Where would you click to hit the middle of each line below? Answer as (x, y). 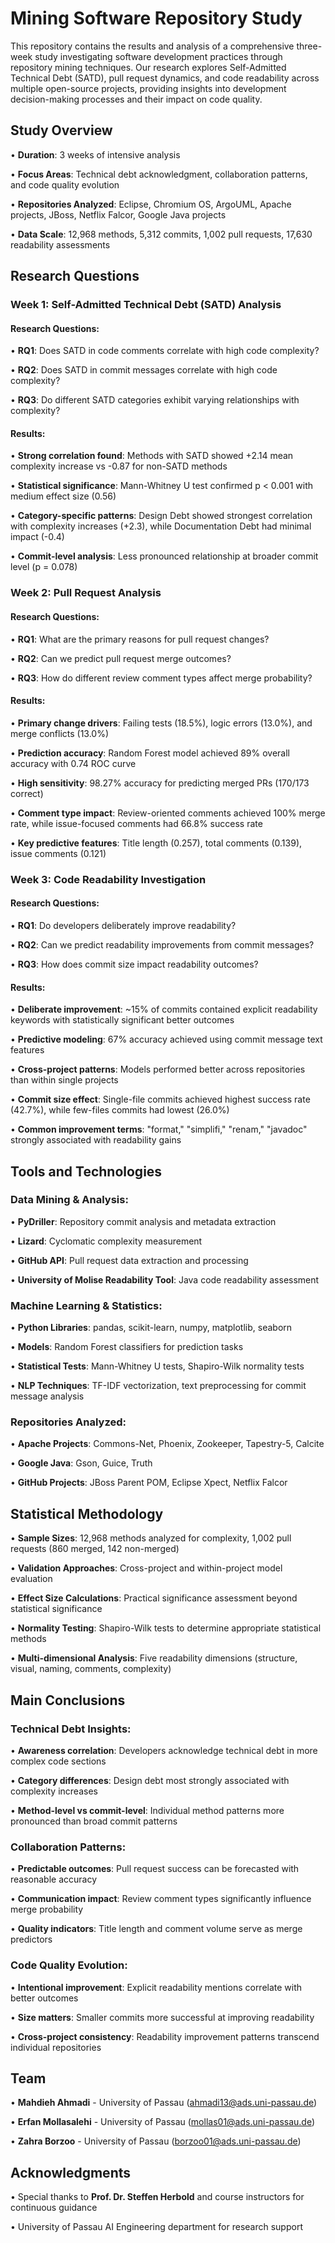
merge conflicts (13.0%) (60, 733)
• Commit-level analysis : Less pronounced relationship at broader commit (164, 556)
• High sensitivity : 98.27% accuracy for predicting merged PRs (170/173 (160, 783)
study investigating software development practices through (158, 56)
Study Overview (61, 130)
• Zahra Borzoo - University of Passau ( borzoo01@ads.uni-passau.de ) (156, 2141)
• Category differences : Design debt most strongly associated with (150, 1780)
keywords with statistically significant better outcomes (122, 1020)
